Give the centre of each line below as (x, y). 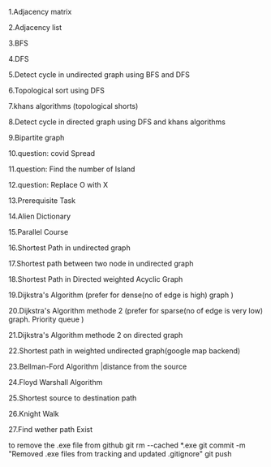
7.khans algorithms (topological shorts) (73, 106)
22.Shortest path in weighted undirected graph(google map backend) (125, 351)
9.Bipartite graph (37, 138)
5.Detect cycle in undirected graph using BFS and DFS (99, 75)
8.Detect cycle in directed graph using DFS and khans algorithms (117, 122)
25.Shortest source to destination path (73, 398)
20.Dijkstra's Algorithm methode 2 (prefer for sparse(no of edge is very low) (136, 311)
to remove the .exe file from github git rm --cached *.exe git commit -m (127, 445)
